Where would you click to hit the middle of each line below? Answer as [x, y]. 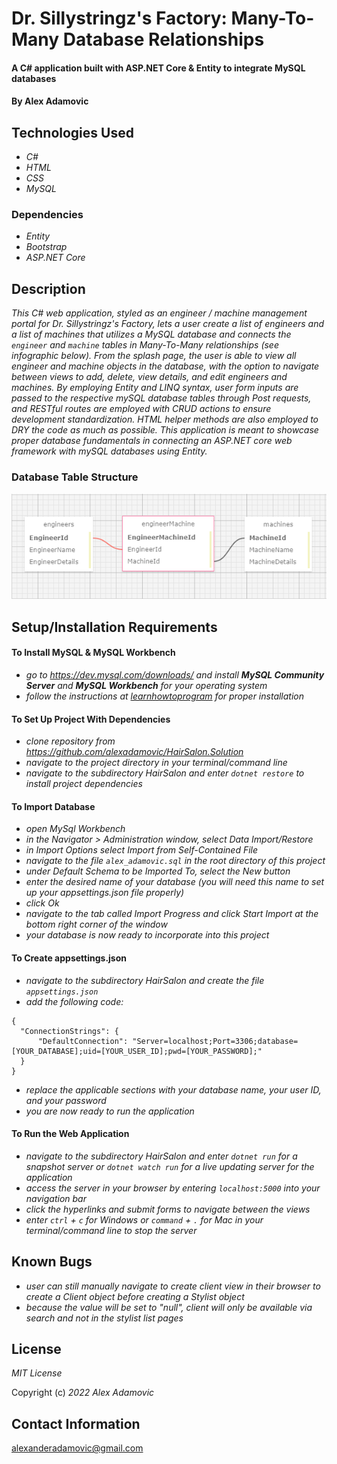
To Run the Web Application [70, 1134]
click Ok [42, 903]
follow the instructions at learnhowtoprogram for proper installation [165, 696]
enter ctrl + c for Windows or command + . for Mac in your [144, 1219]
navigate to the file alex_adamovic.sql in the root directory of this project [175, 861]
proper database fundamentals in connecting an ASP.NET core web [152, 441]
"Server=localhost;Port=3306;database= [215, 1041]
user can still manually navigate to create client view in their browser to [173, 1286]
